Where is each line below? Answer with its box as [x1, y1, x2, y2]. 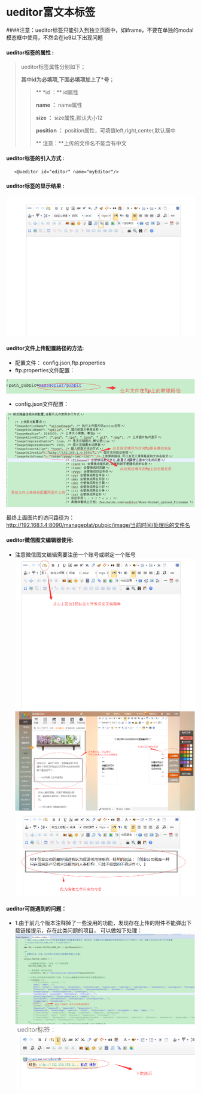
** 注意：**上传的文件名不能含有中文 [35, 140, 127, 147]
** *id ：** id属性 [35, 89, 79, 96]
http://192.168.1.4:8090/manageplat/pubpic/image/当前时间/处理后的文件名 [6, 522, 190, 529]
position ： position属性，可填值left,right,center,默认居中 [35, 127, 176, 134]
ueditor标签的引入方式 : [6, 154, 65, 162]
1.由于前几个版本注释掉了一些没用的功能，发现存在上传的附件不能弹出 [14, 920, 187, 927]
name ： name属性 [35, 101, 83, 109]
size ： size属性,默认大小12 [35, 114, 103, 122]
